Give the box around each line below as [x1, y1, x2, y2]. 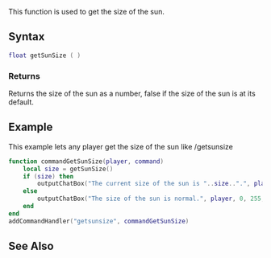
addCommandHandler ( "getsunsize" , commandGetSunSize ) [8, 217, 190, 225]
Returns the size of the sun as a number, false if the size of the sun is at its [8, 88, 256, 98]
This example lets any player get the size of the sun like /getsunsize [8, 141, 234, 151]
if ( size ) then [23, 172, 74, 180]
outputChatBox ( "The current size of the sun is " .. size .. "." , [37, 180, 251, 188]
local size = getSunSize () [23, 165, 114, 173]
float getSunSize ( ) [8, 51, 81, 59]
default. [8, 96, 35, 107]
